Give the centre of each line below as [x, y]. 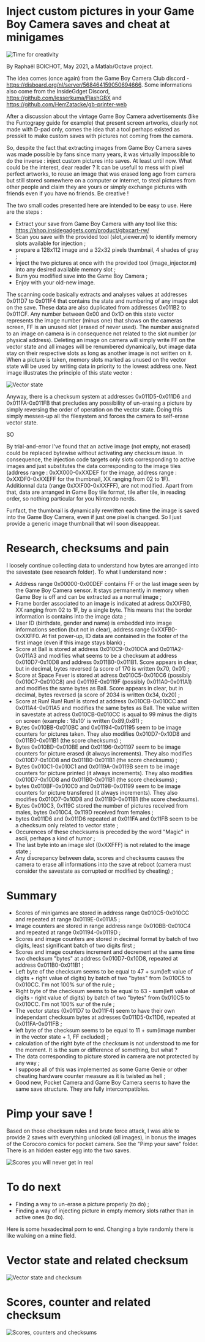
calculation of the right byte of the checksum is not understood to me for [107, 1043]
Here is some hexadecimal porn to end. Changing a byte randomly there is [100, 1229]
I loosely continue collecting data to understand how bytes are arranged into [102, 565]
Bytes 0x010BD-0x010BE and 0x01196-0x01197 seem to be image [98, 747]
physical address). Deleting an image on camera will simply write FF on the [101, 340]
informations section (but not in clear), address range [82, 629]
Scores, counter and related [79, 1302]
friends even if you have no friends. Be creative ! [68, 193]
